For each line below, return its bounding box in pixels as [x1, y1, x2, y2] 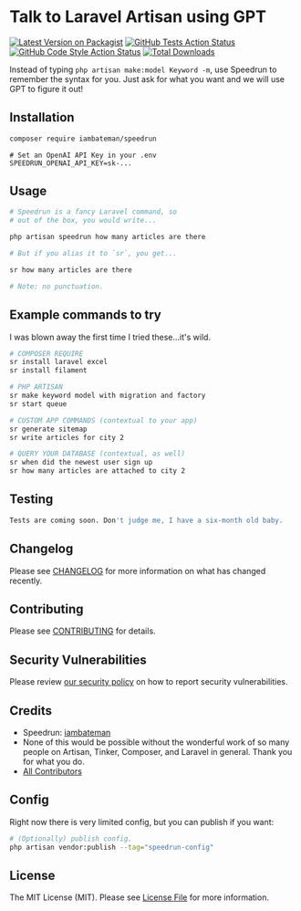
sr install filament [9, 366, 88, 375]
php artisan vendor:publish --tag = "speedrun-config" [9, 843, 214, 852]
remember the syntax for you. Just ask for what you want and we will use [9, 73, 285, 84]
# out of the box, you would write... [9, 216, 157, 225]
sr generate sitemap [9, 424, 88, 434]
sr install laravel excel [9, 358, 108, 367]
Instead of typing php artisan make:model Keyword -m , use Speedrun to [9, 64, 277, 75]
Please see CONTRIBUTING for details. [9, 625, 157, 636]
